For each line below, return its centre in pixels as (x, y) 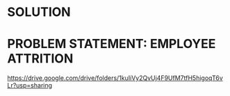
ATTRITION (40, 59)
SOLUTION (39, 12)
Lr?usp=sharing (30, 86)
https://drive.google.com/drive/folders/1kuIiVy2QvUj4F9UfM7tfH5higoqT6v (115, 78)
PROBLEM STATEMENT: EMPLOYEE (112, 44)
